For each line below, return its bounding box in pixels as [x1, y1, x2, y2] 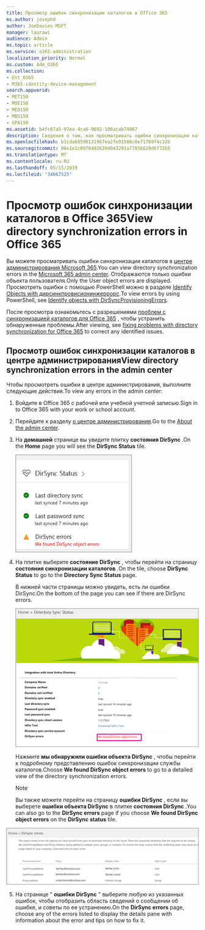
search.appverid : [6, 87, 51, 94]
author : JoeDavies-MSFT [6, 23, 67, 29]
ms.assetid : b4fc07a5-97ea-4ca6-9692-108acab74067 [6, 126, 138, 132]
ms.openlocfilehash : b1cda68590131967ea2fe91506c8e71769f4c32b [6, 139, 171, 145]
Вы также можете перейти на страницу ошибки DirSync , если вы [15, 796, 188, 803]
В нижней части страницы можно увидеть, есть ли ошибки [15, 583, 170, 590]
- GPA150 [6, 119, 29, 125]
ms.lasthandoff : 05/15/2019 [6, 165, 78, 171]
